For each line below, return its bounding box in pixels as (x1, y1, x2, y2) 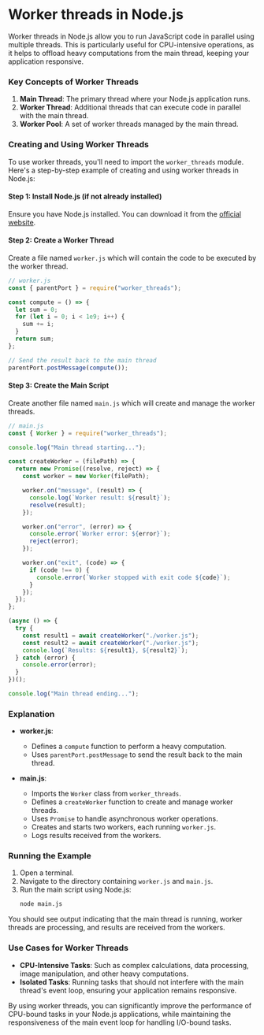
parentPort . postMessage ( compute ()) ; (8, 364, 128, 372)
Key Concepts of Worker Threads (8, 76, 139, 87)
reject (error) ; (28, 537, 80, 545)
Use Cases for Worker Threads (8, 943, 128, 954)
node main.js (19, 900, 63, 908)
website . (8, 217, 36, 227)
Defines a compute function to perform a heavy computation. (31, 742, 227, 751)
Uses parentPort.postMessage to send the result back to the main (31, 750, 243, 759)
